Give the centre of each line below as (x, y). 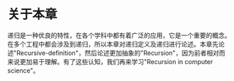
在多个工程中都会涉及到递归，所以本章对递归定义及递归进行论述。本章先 (113, 44)
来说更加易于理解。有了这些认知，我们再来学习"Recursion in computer (110, 61)
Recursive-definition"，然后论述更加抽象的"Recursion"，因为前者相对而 (121, 53)
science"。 (23, 70)
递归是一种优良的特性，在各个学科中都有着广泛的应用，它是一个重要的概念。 (119, 35)
